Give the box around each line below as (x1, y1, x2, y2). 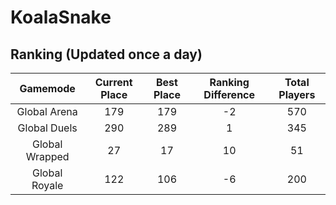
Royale (31, 179, 64, 192)
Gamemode (19, 82, 76, 95)
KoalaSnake (10, 6, 112, 29)
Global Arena (16, 105, 78, 118)
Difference (203, 88, 256, 101)
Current (94, 76, 133, 89)
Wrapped (25, 150, 70, 163)
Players (278, 88, 316, 101)
